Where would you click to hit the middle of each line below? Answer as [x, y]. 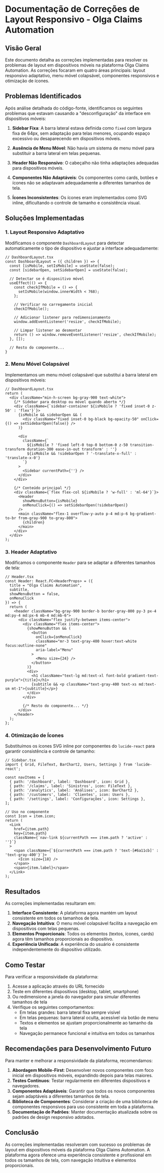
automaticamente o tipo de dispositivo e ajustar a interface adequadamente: [82, 248]
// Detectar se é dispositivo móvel [47, 279]
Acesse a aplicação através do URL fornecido [58, 986]
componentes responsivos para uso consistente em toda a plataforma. [83, 1107]
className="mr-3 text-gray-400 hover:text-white [86, 642]
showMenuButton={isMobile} [50, 501]
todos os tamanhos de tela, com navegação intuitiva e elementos [70, 1160]
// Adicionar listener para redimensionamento [62, 317]
